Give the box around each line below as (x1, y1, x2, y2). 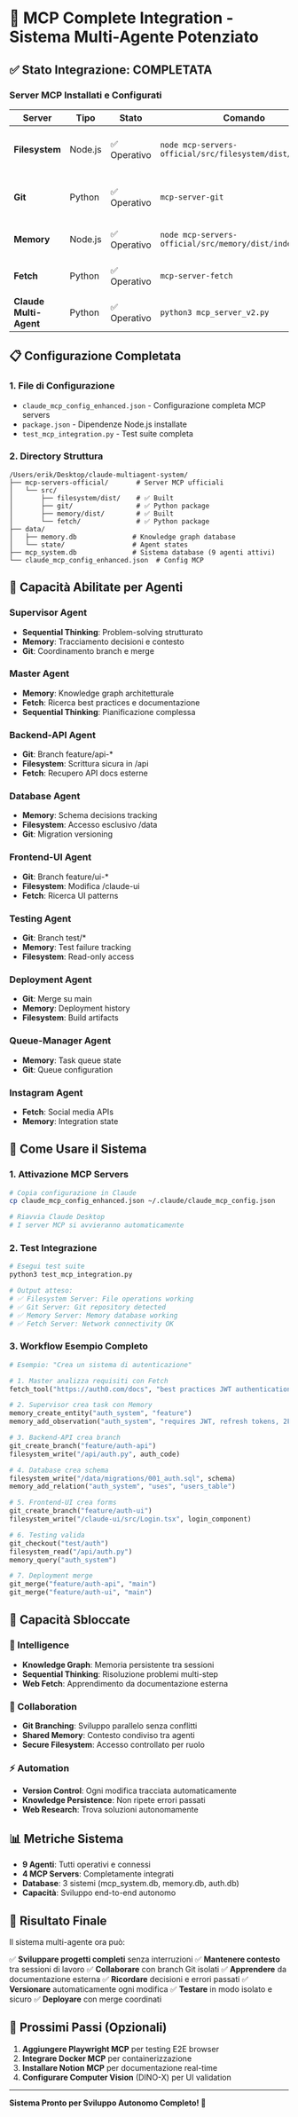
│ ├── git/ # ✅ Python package (9, 501, 210, 510)
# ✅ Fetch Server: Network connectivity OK (9, 1319, 175, 1328)
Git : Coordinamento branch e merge (21, 645, 155, 656)
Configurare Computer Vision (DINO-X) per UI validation (21, 2072, 232, 2082)
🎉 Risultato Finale (9, 1913, 107, 1928)
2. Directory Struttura (9, 450, 104, 462)
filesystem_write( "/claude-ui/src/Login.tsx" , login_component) (9, 1515, 252, 1524)
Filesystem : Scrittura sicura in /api (21, 759, 149, 769)
